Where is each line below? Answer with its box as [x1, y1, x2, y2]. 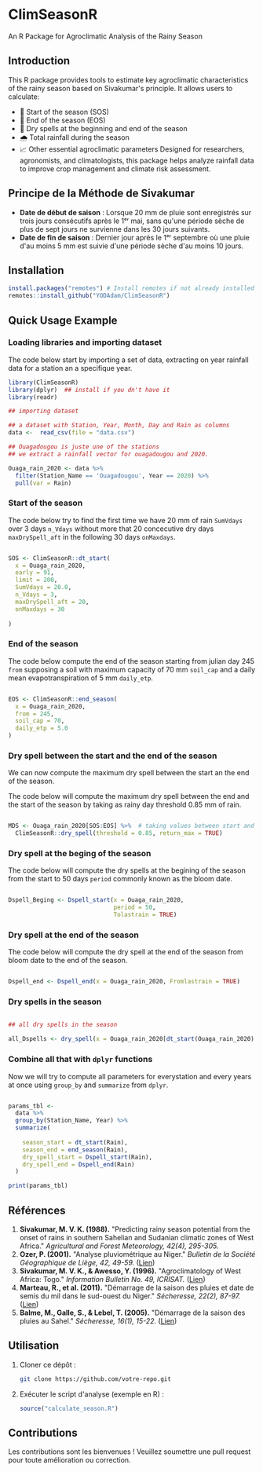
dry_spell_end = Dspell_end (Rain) [22, 1160, 135, 1168]
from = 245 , [15, 709, 55, 718]
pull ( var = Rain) [15, 479, 72, 487]
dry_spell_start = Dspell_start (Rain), [22, 1153, 153, 1161]
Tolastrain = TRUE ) [113, 911, 177, 919]
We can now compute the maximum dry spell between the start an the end [8, 768, 250, 778]
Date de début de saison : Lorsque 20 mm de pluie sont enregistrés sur [19, 207, 252, 217]
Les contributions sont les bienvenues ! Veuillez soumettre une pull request [8, 1447, 251, 1456]
